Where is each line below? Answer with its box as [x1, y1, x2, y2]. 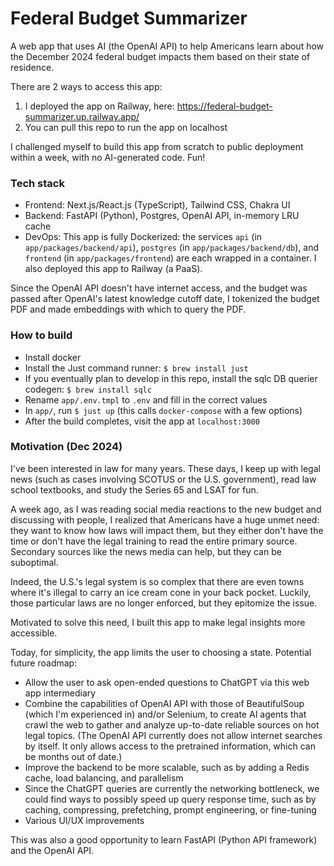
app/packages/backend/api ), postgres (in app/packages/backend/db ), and [24, 242, 320, 254]
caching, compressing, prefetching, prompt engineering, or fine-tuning [24, 803, 317, 816]
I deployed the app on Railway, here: [24, 100, 175, 112]
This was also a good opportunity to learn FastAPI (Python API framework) [10, 833, 318, 846]
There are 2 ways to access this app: [10, 80, 163, 92]
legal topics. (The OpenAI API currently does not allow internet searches [24, 729, 323, 741]
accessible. [10, 627, 58, 639]
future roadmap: [10, 657, 78, 669]
